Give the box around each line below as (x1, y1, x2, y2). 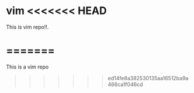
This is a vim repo (6, 63, 49, 70)
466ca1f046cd (108, 81, 143, 88)
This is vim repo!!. (6, 23, 49, 30)
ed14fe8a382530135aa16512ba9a (108, 74, 189, 81)
